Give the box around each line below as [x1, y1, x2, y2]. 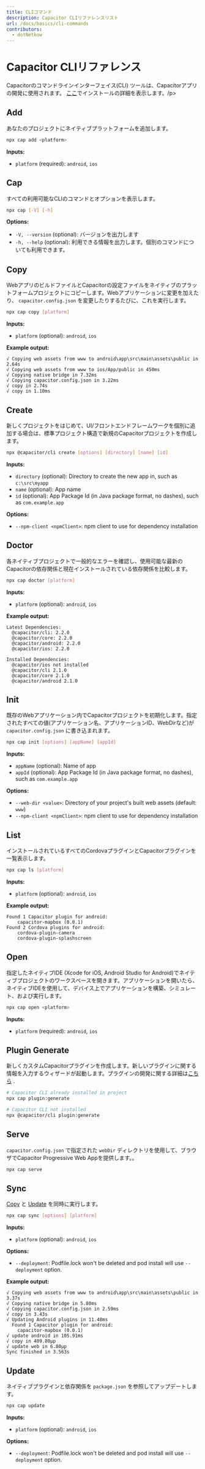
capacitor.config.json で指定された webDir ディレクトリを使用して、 [6, 1146, 181, 1154]
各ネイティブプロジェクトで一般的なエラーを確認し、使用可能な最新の [6, 557, 183, 565]
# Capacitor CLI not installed [6, 1107, 86, 1113]
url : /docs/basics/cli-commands [6, 20, 89, 26]
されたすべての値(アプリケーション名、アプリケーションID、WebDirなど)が [6, 719, 195, 727]
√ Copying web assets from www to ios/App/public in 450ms [6, 367, 160, 373]
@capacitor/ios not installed [12, 662, 89, 668]
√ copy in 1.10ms [6, 388, 51, 394]
